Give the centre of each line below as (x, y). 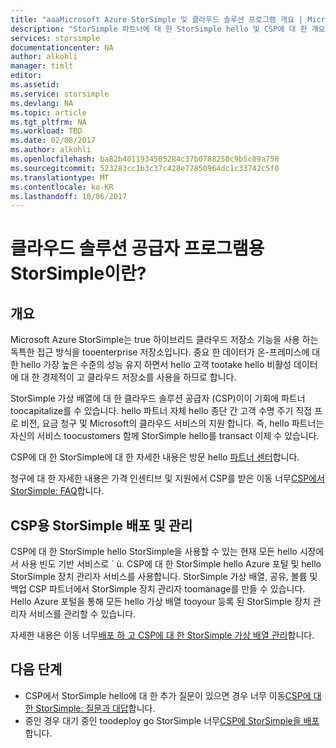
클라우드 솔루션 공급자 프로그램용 (137, 248)
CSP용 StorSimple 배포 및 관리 (101, 525)
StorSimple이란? (78, 273)
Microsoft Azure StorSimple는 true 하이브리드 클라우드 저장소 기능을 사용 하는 (164, 340)
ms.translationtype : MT (60, 177)
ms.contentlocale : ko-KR (62, 187)
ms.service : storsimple (60, 94)
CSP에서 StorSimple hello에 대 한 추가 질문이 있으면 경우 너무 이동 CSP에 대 (173, 695)
